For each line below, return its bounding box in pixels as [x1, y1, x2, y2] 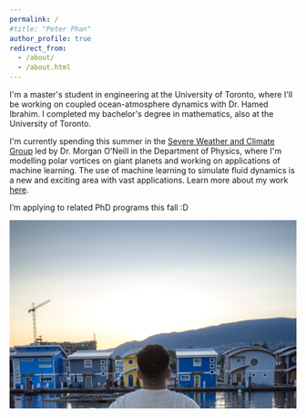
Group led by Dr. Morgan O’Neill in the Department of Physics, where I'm [9, 146, 282, 156]
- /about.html [17, 63, 71, 72]
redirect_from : [9, 44, 67, 53]
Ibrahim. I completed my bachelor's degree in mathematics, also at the [9, 109, 274, 119]
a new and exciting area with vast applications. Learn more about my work [9, 174, 289, 185]
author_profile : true [9, 34, 92, 43]
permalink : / [9, 15, 59, 24]
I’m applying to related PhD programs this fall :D [9, 202, 189, 213]
